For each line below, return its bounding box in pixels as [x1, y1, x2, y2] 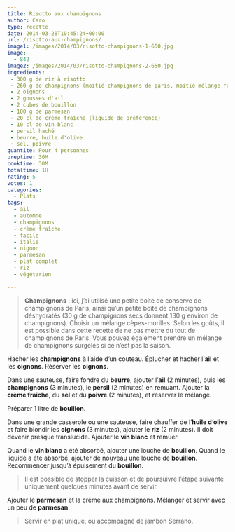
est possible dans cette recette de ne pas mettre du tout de [24, 326, 196, 334]
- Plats [13, 193, 36, 200]
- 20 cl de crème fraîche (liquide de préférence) [10, 114, 161, 121]
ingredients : [7, 69, 45, 76]
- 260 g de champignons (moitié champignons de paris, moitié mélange [10, 82, 220, 89]
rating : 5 [7, 173, 36, 180]
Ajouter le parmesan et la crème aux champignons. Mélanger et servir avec [7, 496, 225, 504]
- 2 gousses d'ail [10, 95, 64, 102]
